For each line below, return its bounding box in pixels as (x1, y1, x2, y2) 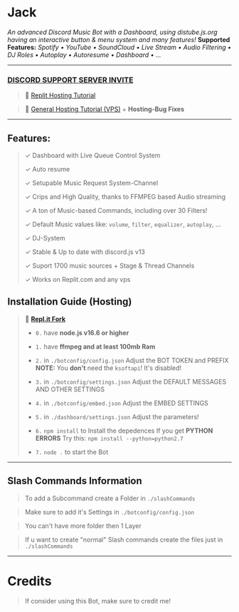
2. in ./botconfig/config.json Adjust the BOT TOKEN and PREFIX (35, 356, 229, 364)
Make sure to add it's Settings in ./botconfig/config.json (24, 507, 194, 516)
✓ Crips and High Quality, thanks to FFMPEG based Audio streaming (24, 193, 226, 201)
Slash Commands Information (7, 475, 142, 487)
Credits (7, 573, 52, 589)
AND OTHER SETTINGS (35, 385, 105, 394)
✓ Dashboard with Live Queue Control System (24, 151, 161, 160)
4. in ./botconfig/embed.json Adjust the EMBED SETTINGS (35, 399, 208, 407)
